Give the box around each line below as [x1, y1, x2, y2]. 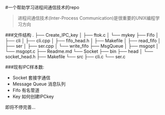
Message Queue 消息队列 [12, 81, 66, 87]
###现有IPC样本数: [5, 64, 44, 70]
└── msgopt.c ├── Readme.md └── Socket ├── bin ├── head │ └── [5, 48, 153, 54]
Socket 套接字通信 [12, 75, 51, 80]
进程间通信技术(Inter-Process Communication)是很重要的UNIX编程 [17, 15, 156, 21]
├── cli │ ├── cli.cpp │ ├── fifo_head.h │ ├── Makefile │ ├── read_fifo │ [5, 38, 161, 44]
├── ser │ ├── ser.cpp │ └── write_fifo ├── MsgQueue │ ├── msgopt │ [5, 43, 159, 49]
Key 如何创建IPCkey [12, 93, 54, 99]
